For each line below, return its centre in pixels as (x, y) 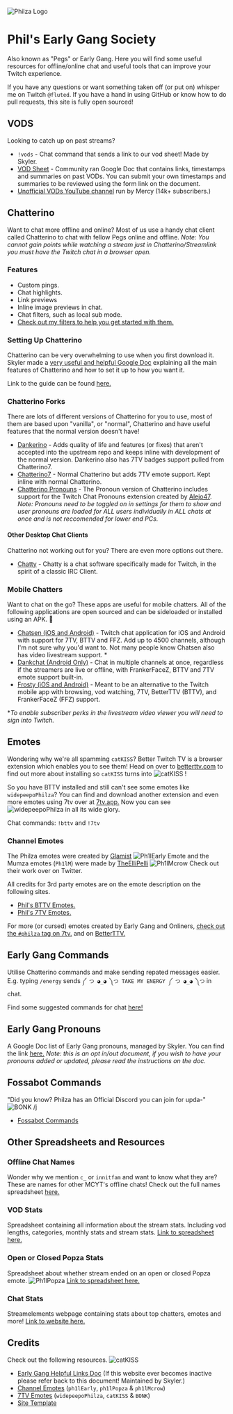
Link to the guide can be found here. (59, 384)
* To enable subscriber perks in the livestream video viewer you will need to (115, 712)
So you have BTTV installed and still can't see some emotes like (98, 787)
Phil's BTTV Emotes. (46, 905)
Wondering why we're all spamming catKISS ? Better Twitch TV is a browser (115, 759)
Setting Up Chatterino (45, 340)
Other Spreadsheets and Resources (86, 1142)
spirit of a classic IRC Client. (58, 571)
